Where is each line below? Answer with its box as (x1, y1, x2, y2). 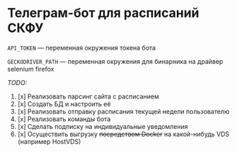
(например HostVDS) (17, 137, 81, 146)
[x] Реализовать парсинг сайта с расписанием (17, 92, 159, 101)
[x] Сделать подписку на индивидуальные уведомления (17, 122, 188, 130)
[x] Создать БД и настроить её (17, 99, 111, 108)
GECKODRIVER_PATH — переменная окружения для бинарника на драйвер (7, 57, 224, 65)
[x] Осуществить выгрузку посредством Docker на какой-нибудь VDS (17, 130, 230, 138)
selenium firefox (7, 64, 54, 73)
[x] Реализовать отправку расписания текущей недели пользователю (17, 107, 230, 115)
